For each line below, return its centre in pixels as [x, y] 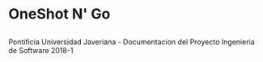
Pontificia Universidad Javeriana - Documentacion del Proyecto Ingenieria [131, 42]
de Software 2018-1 [41, 50]
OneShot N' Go [59, 14]
